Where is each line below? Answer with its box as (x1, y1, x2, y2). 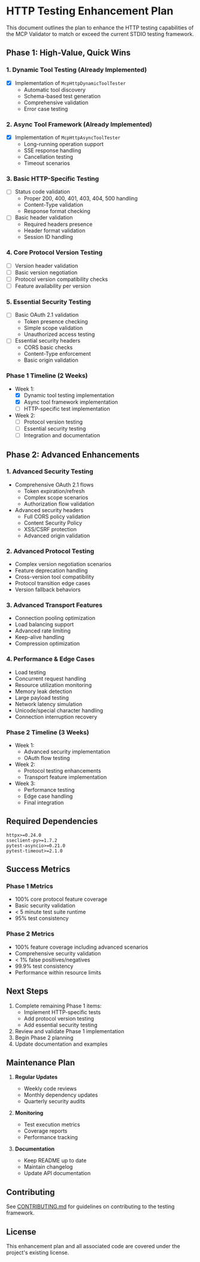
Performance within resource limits (14, 969, 102, 976)
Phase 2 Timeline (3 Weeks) (6, 728, 90, 736)
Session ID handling (23, 234, 73, 241)
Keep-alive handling (14, 634, 65, 641)
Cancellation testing (23, 153, 74, 161)
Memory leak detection (14, 688, 72, 695)
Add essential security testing (23, 1021, 98, 1028)
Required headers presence (23, 220, 93, 228)
